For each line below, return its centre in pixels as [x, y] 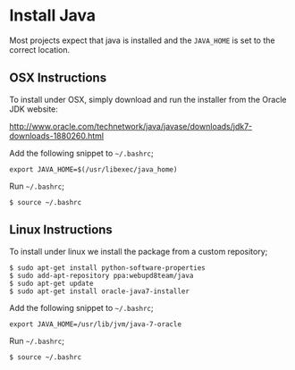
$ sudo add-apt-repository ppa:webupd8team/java [101, 275]
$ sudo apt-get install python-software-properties [107, 268]
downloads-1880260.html [57, 136]
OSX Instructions [58, 78]
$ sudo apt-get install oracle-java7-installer [100, 291]
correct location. [40, 49]
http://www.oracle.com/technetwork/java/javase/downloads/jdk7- [131, 126]
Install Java [53, 16]
